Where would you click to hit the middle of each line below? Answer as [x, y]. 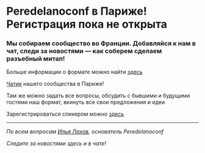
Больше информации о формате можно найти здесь [74, 72]
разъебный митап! [36, 59]
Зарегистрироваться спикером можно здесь [65, 114]
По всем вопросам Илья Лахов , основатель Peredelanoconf [85, 132]
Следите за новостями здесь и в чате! [56, 144]
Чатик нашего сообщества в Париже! [55, 84]
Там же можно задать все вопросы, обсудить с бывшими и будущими [98, 95]
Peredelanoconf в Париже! [77, 11]
